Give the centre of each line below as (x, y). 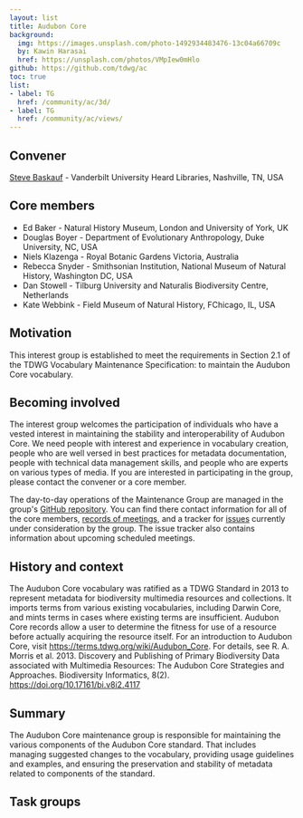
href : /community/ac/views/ (71, 119)
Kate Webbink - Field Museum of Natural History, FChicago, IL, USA (149, 304)
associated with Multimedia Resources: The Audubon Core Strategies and (147, 666)
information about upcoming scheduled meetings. (102, 538)
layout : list (34, 18)
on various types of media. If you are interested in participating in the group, (151, 473)
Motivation (41, 333)
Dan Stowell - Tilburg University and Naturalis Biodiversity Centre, (145, 285)
